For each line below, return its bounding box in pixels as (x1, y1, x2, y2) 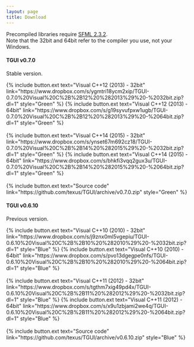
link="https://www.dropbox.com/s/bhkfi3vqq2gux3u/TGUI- (23, 157, 167, 164)
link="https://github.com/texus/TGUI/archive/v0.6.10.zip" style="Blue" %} (6, 333, 186, 341)
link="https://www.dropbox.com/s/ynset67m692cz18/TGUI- (6, 138, 152, 145)
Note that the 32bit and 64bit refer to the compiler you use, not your (6, 37, 173, 44)
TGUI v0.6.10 (6, 202, 39, 209)
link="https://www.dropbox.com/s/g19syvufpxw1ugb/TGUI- (23, 106, 168, 113)
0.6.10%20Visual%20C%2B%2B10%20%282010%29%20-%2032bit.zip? (6, 239, 187, 246)
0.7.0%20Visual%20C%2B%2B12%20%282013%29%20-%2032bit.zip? (6, 94, 184, 101)
